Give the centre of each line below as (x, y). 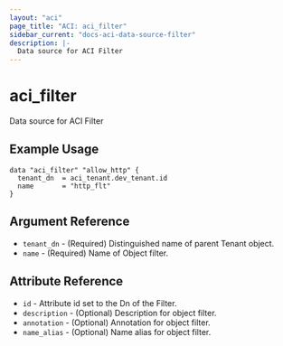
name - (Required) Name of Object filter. (95, 253)
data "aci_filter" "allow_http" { (75, 170)
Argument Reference (70, 222)
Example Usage (54, 150)
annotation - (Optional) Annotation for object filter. (116, 323)
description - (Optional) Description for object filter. (119, 313)
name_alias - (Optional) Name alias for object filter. (117, 332)
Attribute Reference (66, 281)
